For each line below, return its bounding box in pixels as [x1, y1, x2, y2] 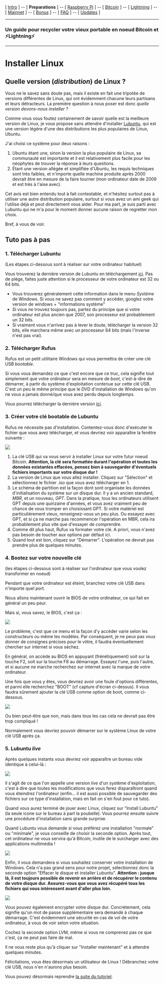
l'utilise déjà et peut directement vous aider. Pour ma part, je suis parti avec [5, 201, 157, 207]
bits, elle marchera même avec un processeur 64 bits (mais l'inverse [12, 327, 150, 333]
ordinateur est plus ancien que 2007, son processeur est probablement [12, 311, 155, 317]
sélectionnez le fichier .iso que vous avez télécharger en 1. [12, 479, 130, 485]
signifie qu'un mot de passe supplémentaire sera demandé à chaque [5, 909, 143, 915]
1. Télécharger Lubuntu [5, 250, 61, 257]
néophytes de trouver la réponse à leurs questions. [12, 160, 115, 166]
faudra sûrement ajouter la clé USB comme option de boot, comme [5, 689, 140, 695]
